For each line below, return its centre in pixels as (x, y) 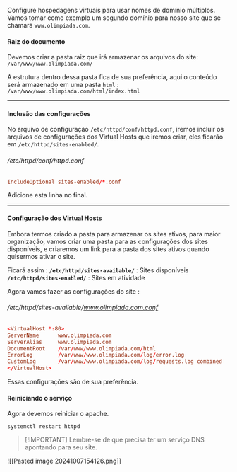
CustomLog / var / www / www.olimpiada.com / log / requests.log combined (115, 362)
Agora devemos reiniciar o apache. (58, 414)
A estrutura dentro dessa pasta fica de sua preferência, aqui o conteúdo (112, 77)
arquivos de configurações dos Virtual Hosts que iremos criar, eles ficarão (115, 137)
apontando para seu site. (61, 447)
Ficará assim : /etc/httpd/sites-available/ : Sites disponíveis (98, 270)
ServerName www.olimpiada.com (60, 335)
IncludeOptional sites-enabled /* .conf (64, 182)
